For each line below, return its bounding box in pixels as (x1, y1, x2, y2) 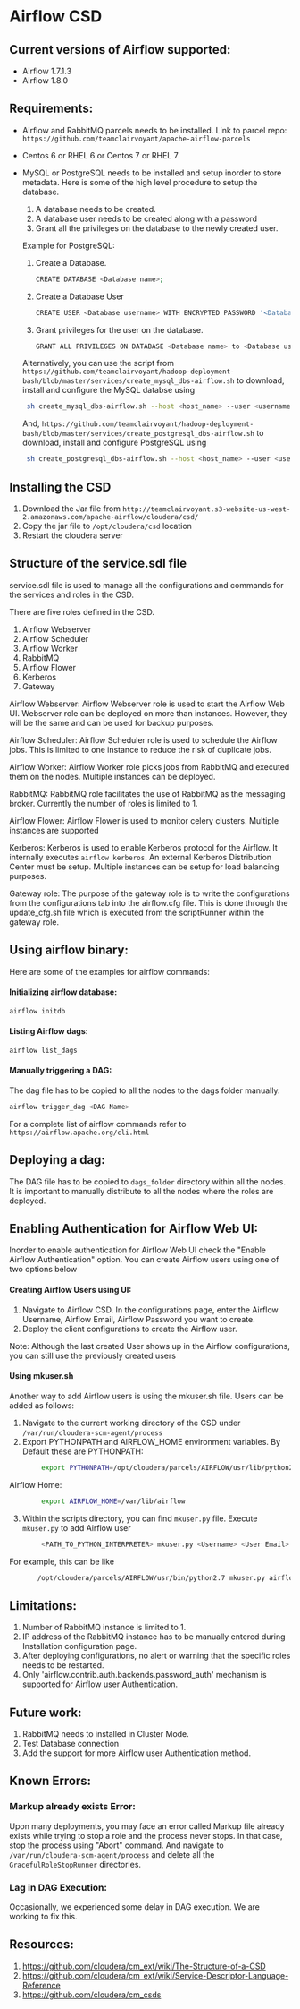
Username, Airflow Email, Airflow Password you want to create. (21, 1313, 256, 1324)
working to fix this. (9, 1911, 78, 1921)
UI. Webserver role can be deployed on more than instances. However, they (9, 707, 287, 718)
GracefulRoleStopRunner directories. (9, 1859, 141, 1869)
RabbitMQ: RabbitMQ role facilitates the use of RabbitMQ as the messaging (9, 788, 286, 799)
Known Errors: (9, 1774, 92, 1789)
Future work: (9, 1705, 82, 1720)
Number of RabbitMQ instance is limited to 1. (21, 1622, 187, 1633)
